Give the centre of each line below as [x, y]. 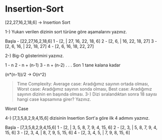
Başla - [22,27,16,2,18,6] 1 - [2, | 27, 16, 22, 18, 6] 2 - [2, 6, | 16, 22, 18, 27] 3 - [81, 41]
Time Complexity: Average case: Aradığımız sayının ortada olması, [83, 84]
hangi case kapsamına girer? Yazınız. [54, 99]
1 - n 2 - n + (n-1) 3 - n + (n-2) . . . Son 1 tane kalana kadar [63, 65]
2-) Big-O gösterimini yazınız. [34, 55]
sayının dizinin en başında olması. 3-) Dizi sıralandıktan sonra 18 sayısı [87, 94]
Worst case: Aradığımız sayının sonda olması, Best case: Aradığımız [84, 89]
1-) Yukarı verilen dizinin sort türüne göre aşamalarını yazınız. [66, 31]
